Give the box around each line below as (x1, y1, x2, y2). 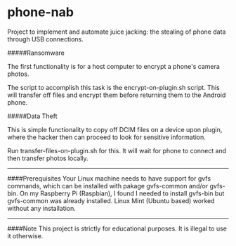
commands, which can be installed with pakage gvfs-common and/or (7, 181, 209, 190)
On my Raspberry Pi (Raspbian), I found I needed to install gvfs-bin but (20, 189, 225, 198)
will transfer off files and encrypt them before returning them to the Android (7, 91, 226, 99)
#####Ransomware (7, 48, 65, 57)
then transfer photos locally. (7, 154, 89, 162)
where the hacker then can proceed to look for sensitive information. (7, 133, 206, 141)
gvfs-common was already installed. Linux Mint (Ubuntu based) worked (7, 196, 216, 205)
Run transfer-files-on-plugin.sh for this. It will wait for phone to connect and (7, 146, 227, 155)
